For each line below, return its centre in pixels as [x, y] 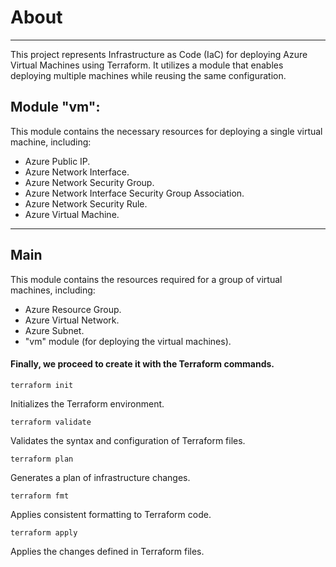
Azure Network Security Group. [89, 182]
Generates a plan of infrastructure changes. [100, 477]
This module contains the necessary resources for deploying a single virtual [166, 131]
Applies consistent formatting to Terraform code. [111, 514]
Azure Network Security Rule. [86, 203]
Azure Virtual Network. [72, 320]
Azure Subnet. [54, 330]
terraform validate [51, 422]
